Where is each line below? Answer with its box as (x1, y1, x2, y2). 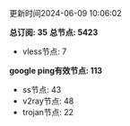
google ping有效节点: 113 (9, 66, 103, 76)
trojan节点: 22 (22, 107, 74, 117)
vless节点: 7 (22, 46, 67, 57)
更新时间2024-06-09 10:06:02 (9, 8, 123, 18)
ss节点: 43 (22, 85, 62, 94)
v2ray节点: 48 (22, 95, 74, 106)
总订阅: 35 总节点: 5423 (9, 27, 99, 38)
